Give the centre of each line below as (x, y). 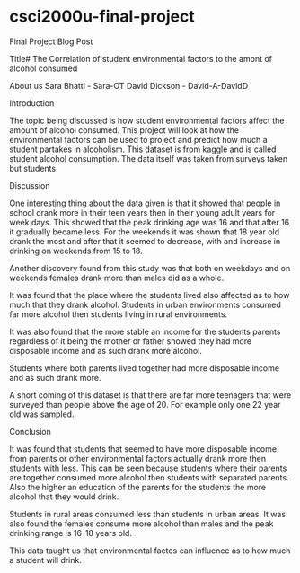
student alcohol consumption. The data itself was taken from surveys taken (149, 158)
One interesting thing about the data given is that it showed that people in (145, 203)
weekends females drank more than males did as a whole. (117, 278)
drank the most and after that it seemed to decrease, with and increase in (145, 241)
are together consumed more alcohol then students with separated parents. (149, 477)
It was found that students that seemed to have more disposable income (143, 449)
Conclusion (31, 431)
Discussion (30, 185)
